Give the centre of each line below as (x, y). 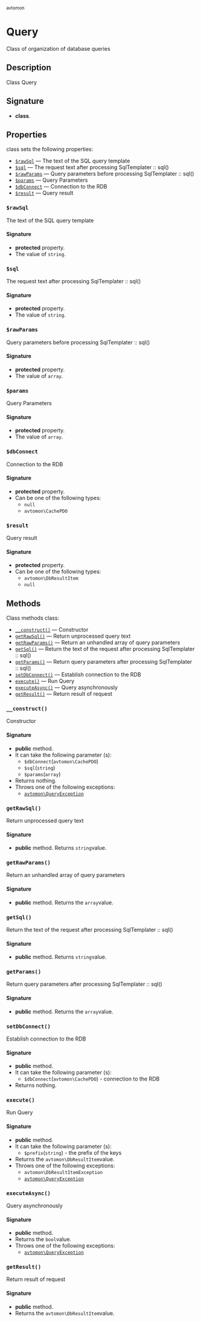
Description (29, 68)
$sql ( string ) (40, 768)
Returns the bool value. (43, 1239)
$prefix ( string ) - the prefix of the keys (73, 1152)
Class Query (22, 82)
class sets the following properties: (50, 149)
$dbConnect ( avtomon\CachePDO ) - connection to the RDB (92, 1079)
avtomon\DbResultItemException (63, 1172)
